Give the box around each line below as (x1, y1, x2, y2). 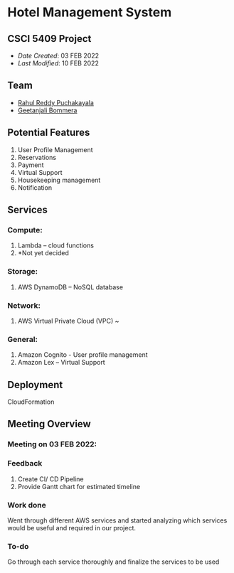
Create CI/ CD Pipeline (17, 474, 84, 483)
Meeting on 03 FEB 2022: (7, 439, 97, 449)
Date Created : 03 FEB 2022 (17, 51, 100, 60)
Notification (17, 183, 52, 192)
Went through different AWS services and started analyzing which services (7, 516, 228, 525)
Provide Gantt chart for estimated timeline (17, 482, 141, 491)
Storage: (7, 267, 38, 277)
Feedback (7, 459, 43, 468)
